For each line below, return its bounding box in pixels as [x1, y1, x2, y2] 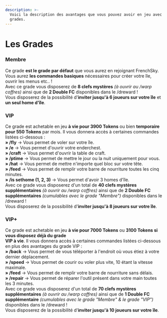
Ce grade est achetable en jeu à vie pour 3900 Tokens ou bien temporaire [5, 123, 160, 129]
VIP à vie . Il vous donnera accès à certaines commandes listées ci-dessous [5, 238, 161, 244]
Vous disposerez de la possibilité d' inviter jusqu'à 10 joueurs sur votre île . [5, 307, 159, 313]
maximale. [5, 264, 26, 271]
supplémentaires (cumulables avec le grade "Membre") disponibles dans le [5, 193, 162, 199]
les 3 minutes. [5, 280, 34, 286]
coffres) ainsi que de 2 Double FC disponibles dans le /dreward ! [5, 89, 138, 95]
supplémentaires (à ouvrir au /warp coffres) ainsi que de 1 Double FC [5, 291, 150, 297]
